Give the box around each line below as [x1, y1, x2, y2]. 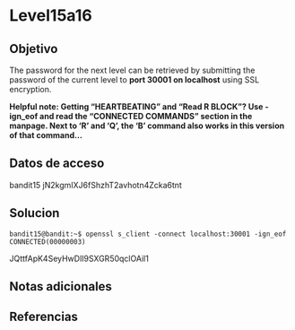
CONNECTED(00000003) [9, 237, 87, 247]
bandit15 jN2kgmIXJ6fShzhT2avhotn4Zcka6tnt [9, 179, 182, 190]
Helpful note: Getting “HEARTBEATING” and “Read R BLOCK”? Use [9, 101, 264, 112]
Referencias [9, 309, 79, 325]
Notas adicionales [9, 279, 112, 294]
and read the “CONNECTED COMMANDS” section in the [39, 111, 253, 121]
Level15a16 [9, 5, 92, 26]
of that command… [9, 130, 82, 140]
